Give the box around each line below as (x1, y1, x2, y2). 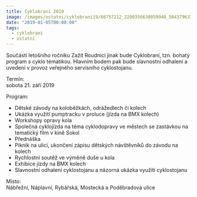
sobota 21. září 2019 (6, 82, 55, 88)
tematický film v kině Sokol (14, 129, 80, 136)
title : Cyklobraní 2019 (6, 8, 64, 15)
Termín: (6, 75, 25, 82)
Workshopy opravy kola (14, 117, 72, 123)
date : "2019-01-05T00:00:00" (6, 19, 77, 25)
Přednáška (14, 136, 41, 142)
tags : (6, 25, 19, 31)
